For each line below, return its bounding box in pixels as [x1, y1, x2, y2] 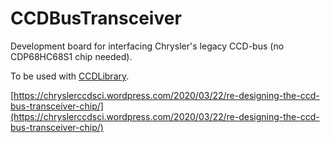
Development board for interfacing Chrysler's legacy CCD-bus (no [10, 40, 285, 52]
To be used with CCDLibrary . [10, 70, 130, 82]
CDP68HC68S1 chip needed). [10, 50, 133, 62]
